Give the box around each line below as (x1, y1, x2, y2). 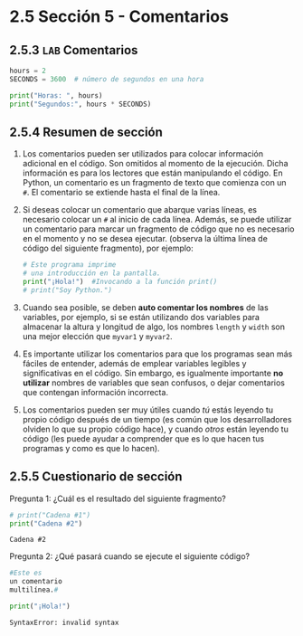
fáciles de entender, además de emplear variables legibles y (22, 357, 247, 368)
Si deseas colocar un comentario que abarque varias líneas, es (22, 204, 258, 215)
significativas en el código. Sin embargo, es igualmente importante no (22, 367, 284, 378)
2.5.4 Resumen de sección (9, 124, 163, 139)
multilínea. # (9, 585, 59, 594)
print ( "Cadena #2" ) (9, 518, 83, 528)
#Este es (9, 568, 43, 578)
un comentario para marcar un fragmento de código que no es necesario (22, 223, 295, 234)
